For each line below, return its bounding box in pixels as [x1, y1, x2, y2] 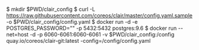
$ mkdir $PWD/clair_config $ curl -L [6, 6, 96, 12]
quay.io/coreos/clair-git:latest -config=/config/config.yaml [6, 37, 151, 44]
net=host [6, 31, 29, 38]
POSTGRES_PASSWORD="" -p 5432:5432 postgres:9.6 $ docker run [6, 24, 177, 32]
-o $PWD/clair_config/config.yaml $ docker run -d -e [6, 18, 138, 25]
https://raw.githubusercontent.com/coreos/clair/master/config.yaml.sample [6, 12, 193, 19]
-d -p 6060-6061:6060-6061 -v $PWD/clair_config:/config [29, 31, 175, 38]
